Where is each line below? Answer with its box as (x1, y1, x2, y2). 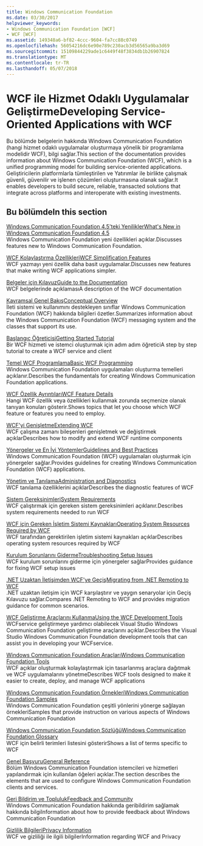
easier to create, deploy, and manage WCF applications (6, 677, 145, 684)
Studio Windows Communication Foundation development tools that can (6, 633, 187, 641)
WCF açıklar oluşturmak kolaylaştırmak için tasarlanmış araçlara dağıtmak (6, 664, 191, 672)
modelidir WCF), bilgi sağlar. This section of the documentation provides (6, 150, 186, 158)
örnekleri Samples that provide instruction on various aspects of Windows (6, 709, 190, 716)
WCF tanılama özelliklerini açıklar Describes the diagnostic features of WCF (6, 484, 194, 491)
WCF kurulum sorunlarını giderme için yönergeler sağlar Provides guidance (6, 558, 193, 565)
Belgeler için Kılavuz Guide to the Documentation (6, 279, 128, 286)
